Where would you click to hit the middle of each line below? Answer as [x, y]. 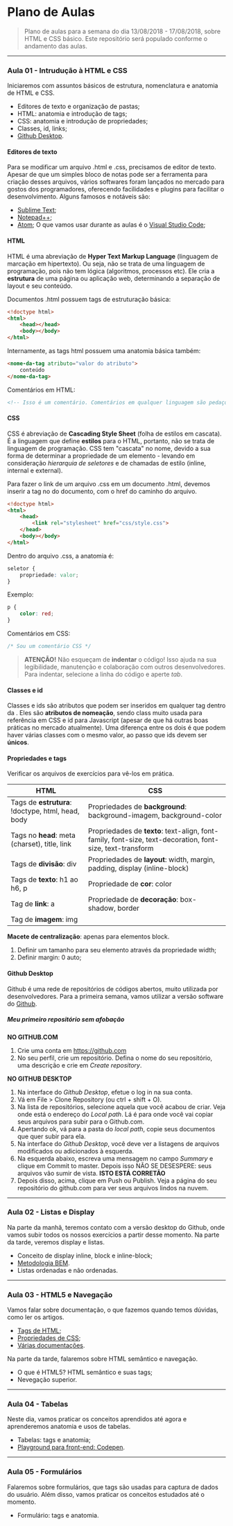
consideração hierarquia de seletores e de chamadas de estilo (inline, [107, 463]
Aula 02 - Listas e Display [51, 1212]
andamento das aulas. [56, 46]
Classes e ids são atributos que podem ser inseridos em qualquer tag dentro [116, 705]
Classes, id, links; [42, 128]
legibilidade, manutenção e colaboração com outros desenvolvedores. [125, 667]
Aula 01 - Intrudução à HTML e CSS [68, 70]
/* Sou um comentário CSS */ [49, 646]
